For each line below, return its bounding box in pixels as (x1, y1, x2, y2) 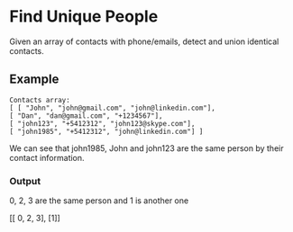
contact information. (9, 152, 85, 163)
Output (9, 174, 41, 187)
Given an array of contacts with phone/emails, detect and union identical (9, 36, 279, 47)
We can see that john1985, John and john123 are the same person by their (9, 142, 284, 154)
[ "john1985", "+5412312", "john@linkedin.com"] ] (9, 127, 204, 136)
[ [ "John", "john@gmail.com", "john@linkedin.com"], (9, 103, 216, 112)
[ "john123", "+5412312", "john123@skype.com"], (9, 119, 196, 128)
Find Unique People (9, 6, 159, 27)
